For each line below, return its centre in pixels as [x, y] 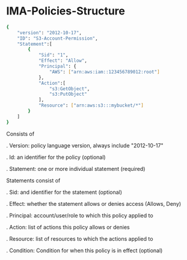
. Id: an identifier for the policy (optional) [56, 157]
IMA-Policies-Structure [66, 11]
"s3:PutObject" [68, 94]
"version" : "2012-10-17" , [50, 32]
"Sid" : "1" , [53, 55]
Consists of [20, 134]
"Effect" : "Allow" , [63, 61]
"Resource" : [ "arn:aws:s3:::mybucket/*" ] [91, 106]
